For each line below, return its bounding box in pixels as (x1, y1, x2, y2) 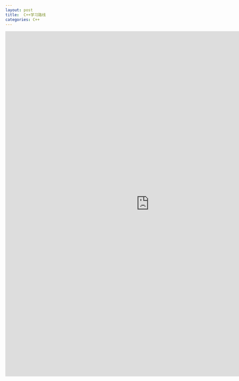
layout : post (5, 7, 33, 13)
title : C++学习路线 (5, 12, 46, 17)
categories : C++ (5, 17, 40, 22)
